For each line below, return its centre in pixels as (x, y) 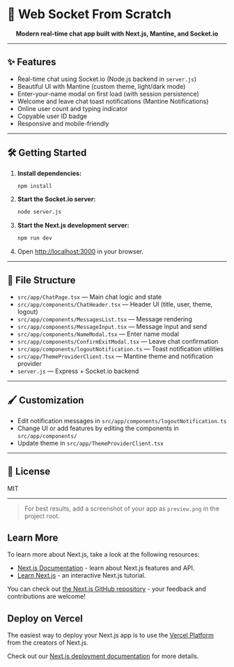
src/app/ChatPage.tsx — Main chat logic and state (89, 297)
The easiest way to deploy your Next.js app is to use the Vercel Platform (111, 636)
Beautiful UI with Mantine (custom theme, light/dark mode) (101, 86)
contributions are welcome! (46, 596)
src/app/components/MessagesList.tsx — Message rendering (105, 319)
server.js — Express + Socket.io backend (78, 371)
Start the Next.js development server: (73, 226)
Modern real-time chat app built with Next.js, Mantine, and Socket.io (117, 34)
